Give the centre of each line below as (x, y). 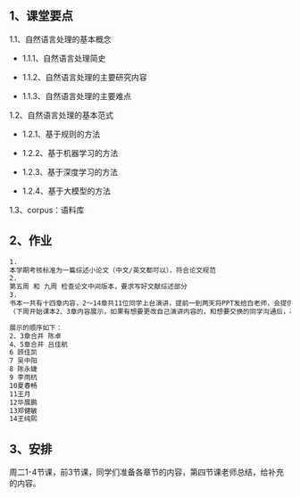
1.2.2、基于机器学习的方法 (70, 153)
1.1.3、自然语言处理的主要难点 (77, 95)
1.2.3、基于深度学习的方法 (70, 171)
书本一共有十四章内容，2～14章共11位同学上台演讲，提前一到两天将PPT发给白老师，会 (145, 303)
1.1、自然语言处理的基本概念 (60, 39)
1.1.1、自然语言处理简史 (64, 58)
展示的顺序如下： (36, 327)
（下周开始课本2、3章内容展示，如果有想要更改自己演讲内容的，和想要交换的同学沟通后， (150, 311)
